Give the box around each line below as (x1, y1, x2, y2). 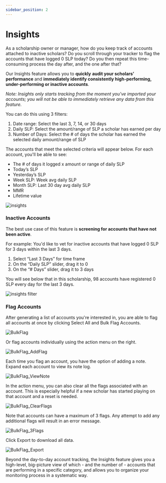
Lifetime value (12, 192, 42, 199)
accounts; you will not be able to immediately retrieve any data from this (5, 96, 154, 102)
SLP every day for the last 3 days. (5, 281, 75, 287)
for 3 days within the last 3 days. (5, 246, 72, 252)
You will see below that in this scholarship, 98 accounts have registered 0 (5, 276, 156, 282)
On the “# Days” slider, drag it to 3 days (12, 266, 94, 272)
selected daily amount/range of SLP (12, 136, 86, 142)
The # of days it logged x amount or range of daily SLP (12, 161, 125, 167)
